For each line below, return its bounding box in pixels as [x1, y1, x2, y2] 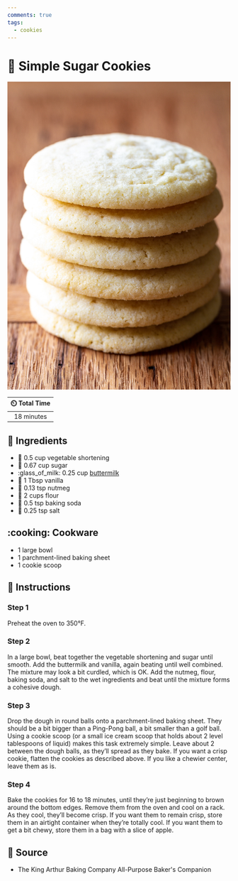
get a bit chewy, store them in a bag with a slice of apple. [7, 826, 174, 834]
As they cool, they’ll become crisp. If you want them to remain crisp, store [7, 811, 223, 819]
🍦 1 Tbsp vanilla [17, 476, 64, 485]
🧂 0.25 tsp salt [17, 506, 60, 515]
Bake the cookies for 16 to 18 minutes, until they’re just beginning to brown [7, 796, 225, 804]
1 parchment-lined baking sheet [17, 553, 110, 562]
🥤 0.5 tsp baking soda [17, 499, 81, 508]
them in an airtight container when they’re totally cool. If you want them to [7, 819, 223, 827]
